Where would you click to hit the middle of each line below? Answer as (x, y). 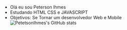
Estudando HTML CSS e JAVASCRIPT (49, 12)
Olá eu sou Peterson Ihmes (38, 7)
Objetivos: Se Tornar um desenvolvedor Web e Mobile (66, 17)
